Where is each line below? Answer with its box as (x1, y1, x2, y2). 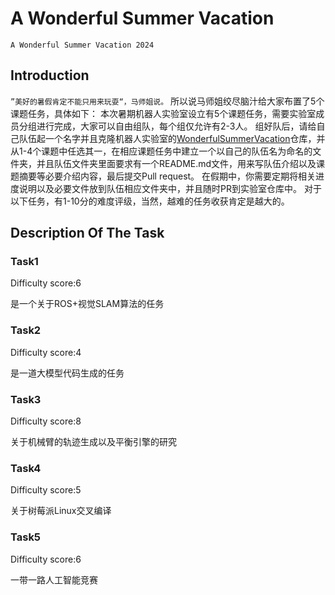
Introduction (10, 67, 90, 84)
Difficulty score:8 (10, 415, 82, 427)
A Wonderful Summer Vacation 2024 (10, 40, 155, 50)
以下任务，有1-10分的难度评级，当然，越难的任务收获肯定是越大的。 (10, 195, 290, 207)
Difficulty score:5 (10, 484, 82, 496)
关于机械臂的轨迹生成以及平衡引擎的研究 (10, 436, 177, 448)
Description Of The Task (10, 225, 165, 242)
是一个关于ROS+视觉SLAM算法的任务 (10, 298, 165, 310)
